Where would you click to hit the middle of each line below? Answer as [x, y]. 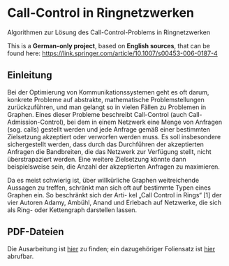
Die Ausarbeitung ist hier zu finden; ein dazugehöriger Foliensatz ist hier [111, 248]
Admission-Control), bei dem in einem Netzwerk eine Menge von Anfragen [114, 122]
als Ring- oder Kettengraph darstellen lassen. [72, 210]
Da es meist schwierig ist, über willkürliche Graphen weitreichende [103, 180]
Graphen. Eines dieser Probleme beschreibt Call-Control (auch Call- [105, 114]
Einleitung [30, 75]
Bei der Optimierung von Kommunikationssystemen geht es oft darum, [108, 92]
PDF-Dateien [36, 232]
